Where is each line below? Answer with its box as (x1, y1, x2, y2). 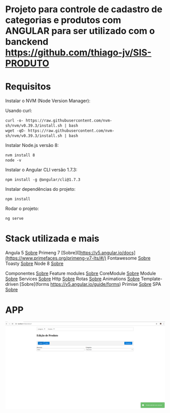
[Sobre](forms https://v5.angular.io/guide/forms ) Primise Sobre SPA (19, 281, 161, 287)
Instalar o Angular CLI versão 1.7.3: (5, 167, 78, 173)
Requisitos (5, 81, 51, 93)
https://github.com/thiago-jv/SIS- (5, 47, 152, 58)
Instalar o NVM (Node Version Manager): (5, 98, 90, 104)
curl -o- (5, 118, 24, 123)
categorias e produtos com (5, 14, 121, 26)
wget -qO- (5, 128, 26, 133)
